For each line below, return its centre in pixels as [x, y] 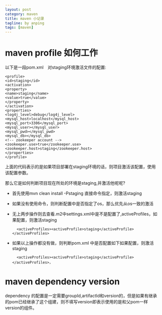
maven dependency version [62, 282]
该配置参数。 [18, 173]
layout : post [18, 9]
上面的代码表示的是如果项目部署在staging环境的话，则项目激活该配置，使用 [81, 167]
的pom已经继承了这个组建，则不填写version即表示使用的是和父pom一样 [76, 302]
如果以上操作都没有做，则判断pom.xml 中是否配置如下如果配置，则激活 [83, 243]
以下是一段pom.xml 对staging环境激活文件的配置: [56, 67]
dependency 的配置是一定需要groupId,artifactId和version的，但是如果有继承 [81, 296]
